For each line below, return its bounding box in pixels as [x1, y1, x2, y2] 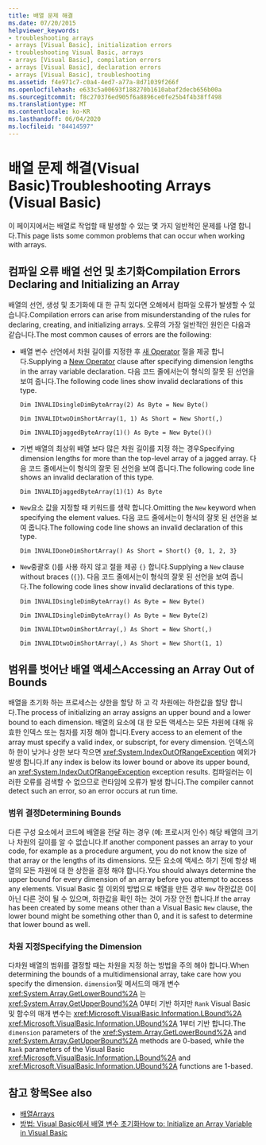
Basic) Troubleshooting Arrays [8, 177, 212, 195]
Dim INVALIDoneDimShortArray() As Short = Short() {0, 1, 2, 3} [19, 546, 237, 555]
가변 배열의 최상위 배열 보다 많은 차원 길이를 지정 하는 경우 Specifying [19, 443, 235, 453]
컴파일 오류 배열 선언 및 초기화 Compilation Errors [8, 265, 241, 278]
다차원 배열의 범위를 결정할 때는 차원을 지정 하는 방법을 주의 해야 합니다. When [8, 960, 250, 970]
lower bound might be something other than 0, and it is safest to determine [8, 911, 253, 921]
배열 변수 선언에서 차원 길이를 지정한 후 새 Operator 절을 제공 [19, 347, 210, 356]
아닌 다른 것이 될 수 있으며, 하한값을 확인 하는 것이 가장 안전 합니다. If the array [8, 894, 251, 903]
